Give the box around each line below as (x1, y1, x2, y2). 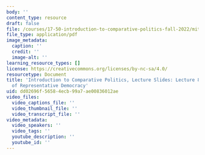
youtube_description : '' (12, 134, 75, 140)
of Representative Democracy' (12, 83, 88, 89)
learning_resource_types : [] (6, 60, 81, 66)
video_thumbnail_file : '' (12, 105, 78, 112)
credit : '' (12, 49, 40, 55)
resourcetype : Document (6, 71, 67, 77)
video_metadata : (6, 117, 48, 123)
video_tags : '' (12, 128, 51, 134)
